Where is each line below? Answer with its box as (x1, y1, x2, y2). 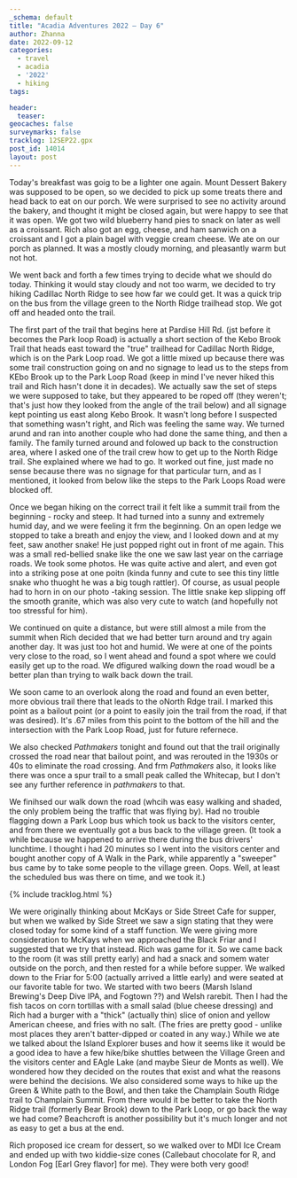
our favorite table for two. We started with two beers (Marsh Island (9, 981, 253, 992)
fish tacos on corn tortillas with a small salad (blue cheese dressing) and (9, 1000, 274, 1010)
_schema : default (9, 12, 74, 22)
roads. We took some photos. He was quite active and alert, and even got (9, 558, 277, 568)
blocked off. (9, 484, 53, 495)
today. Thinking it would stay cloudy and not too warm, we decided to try (9, 278, 277, 289)
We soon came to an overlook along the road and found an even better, (9, 686, 270, 697)
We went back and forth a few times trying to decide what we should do (9, 269, 272, 280)
